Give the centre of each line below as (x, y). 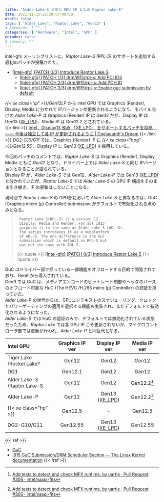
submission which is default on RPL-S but (63, 240)
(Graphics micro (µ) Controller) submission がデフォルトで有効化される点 (79, 204)
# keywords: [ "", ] (26, 28)
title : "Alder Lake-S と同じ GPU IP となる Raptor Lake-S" (64, 10)
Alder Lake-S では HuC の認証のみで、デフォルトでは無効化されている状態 (80, 318)
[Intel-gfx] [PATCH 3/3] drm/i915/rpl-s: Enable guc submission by (85, 88)
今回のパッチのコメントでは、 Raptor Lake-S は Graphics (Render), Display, (81, 156)
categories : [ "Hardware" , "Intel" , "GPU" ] (51, 32)
